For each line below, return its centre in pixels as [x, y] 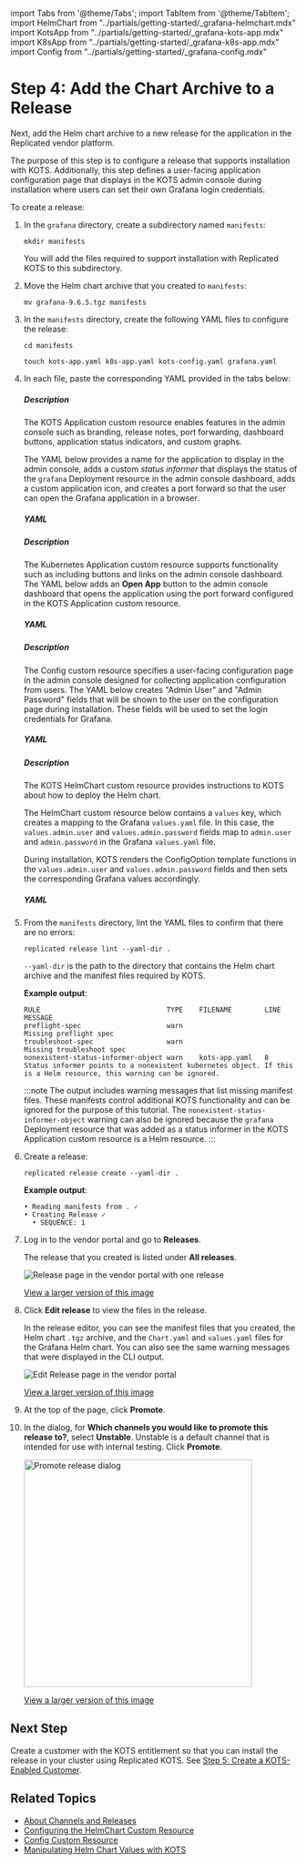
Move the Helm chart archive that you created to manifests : [135, 285]
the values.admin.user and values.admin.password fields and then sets [155, 869]
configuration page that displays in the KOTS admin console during [136, 179]
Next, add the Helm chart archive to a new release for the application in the [151, 133]
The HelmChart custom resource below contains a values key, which [152, 812]
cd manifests [48, 345]
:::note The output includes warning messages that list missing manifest [158, 1090]
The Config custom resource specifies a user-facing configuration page [158, 670]
